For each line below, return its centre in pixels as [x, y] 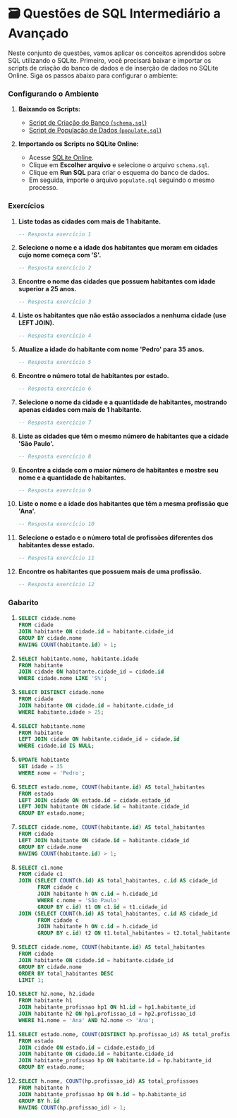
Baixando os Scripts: [49, 109]
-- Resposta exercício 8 [55, 456]
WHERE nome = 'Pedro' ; [51, 773]
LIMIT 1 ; [31, 980]
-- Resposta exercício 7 [55, 423]
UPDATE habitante [44, 760]
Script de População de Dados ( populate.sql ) [95, 130]
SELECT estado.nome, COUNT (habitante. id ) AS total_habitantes [111, 787]
